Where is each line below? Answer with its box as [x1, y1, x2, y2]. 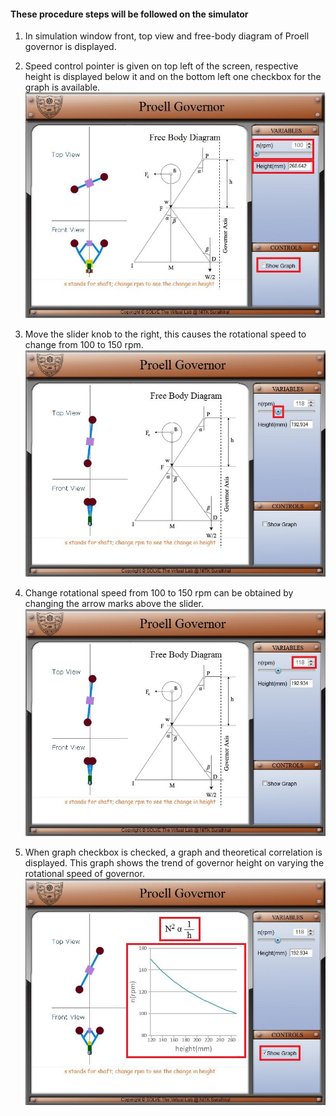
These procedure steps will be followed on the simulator [10, 8, 249, 20]
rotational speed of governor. [24, 868, 145, 880]
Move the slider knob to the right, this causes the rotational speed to [24, 328, 307, 340]
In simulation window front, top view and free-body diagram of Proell [24, 30, 310, 42]
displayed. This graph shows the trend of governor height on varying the [24, 857, 325, 869]
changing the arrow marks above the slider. [24, 598, 205, 610]
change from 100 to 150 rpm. [24, 338, 144, 350]
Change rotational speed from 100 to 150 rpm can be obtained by [24, 587, 294, 599]
